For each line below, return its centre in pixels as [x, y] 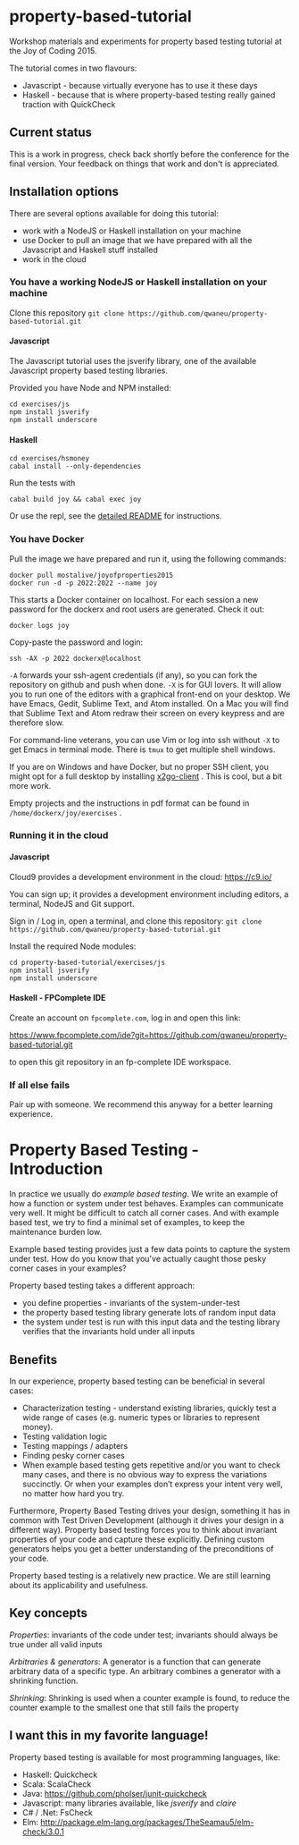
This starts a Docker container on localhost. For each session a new [134, 599]
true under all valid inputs [56, 1644]
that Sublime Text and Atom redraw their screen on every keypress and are [147, 713]
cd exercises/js [39, 404]
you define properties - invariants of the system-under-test [131, 1303]
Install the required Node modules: [73, 946]
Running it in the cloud [59, 835]
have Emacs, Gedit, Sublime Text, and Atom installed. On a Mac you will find [149, 703]
